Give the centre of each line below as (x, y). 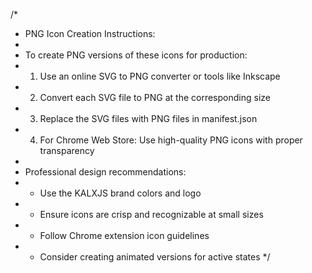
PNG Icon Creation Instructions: (90, 33)
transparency (67, 150)
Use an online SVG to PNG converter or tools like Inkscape (160, 76)
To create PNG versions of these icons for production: (136, 55)
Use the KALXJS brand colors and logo (120, 193)
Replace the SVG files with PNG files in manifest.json (148, 118)
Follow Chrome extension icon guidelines (124, 235)
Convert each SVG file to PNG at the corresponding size (155, 97)
